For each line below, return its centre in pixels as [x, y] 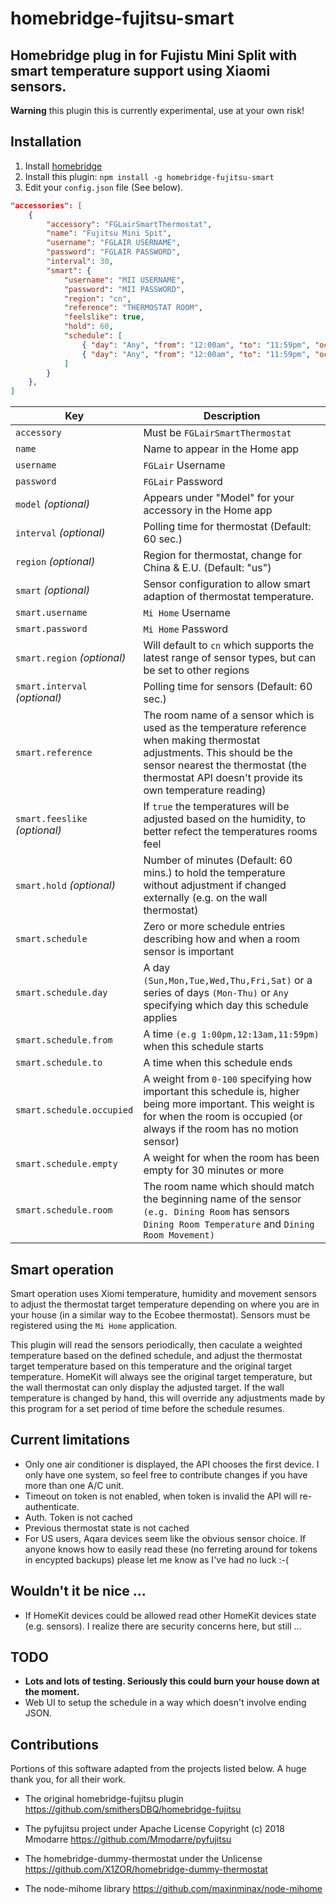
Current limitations [70, 1440]
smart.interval [51, 686]
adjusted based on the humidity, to [225, 819]
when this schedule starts [203, 1047]
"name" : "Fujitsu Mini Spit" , [109, 233]
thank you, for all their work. [68, 1779]
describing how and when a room [221, 939]
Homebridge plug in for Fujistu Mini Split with [154, 55]
